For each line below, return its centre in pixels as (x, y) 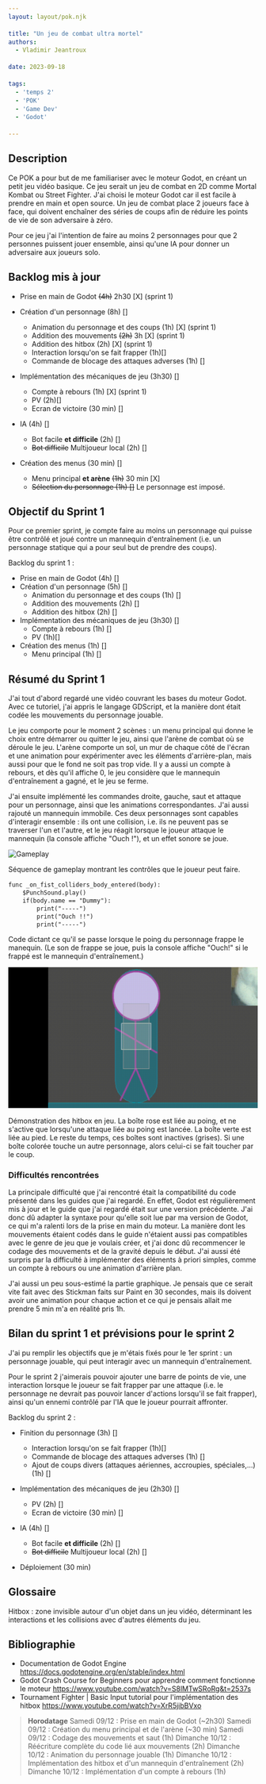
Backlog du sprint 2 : (42, 1417)
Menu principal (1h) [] (66, 654)
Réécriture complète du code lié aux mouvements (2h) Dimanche (133, 1747)
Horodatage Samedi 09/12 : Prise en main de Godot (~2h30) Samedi (139, 1721)
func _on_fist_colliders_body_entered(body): (84, 885)
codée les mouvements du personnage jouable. (86, 715)
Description (38, 159)
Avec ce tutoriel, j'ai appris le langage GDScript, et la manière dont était (125, 707)
